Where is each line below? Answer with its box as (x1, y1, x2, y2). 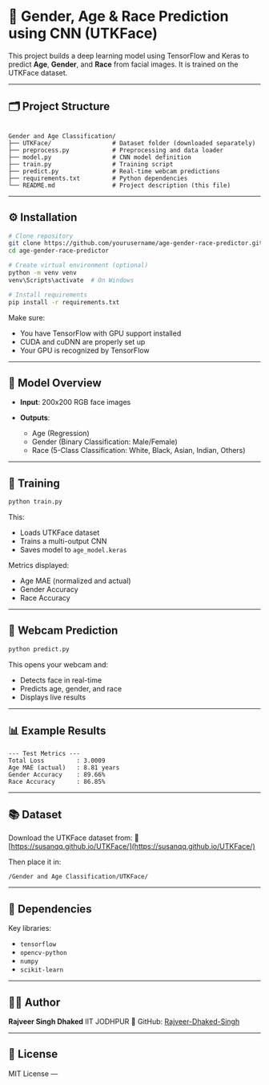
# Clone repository (8, 232, 74, 240)
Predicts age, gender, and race (19, 683, 122, 693)
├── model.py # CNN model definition (8, 153, 192, 161)
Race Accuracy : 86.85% (8, 777, 106, 785)
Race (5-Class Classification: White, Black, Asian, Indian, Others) (31, 446, 246, 455)
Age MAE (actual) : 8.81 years (8, 763, 120, 772)
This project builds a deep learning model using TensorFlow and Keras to (8, 51, 250, 60)
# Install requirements (8, 291, 88, 299)
